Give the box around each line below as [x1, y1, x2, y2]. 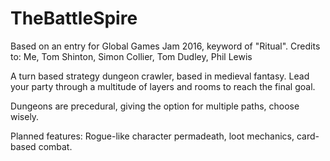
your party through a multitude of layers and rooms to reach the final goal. [10, 80, 316, 92]
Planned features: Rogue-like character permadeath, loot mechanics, [10, 130, 295, 142]
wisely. [10, 110, 40, 122]
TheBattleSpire [10, 7, 138, 30]
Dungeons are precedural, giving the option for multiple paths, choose [10, 100, 300, 112]
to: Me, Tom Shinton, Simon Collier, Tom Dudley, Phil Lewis [10, 50, 253, 62]
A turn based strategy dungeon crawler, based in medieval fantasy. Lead [10, 70, 310, 82]
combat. [38, 140, 73, 152]
